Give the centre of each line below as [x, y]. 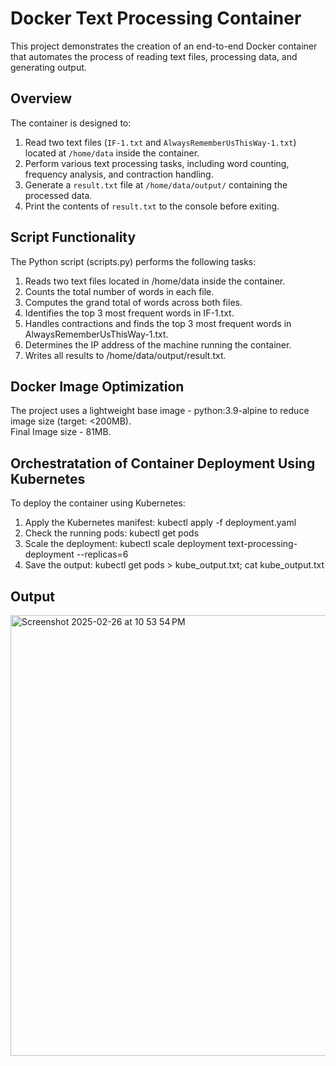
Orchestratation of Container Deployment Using [163, 463]
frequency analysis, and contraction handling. [119, 174]
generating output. [48, 67]
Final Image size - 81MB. [61, 432]
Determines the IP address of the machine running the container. [158, 344]
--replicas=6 [102, 554]
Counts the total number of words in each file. [119, 291]
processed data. [58, 195]
